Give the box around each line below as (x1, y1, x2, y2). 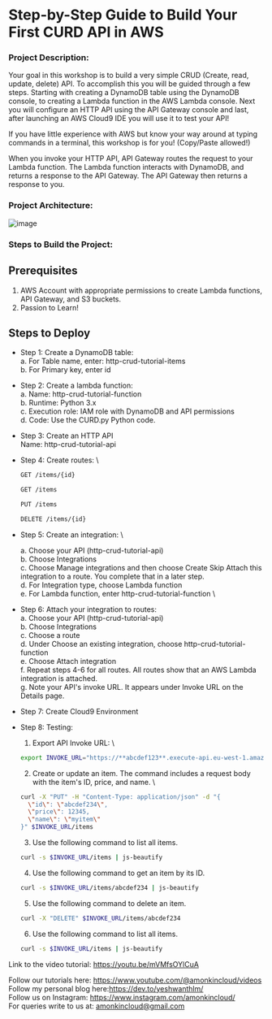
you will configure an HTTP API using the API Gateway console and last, (8, 105, 249, 115)
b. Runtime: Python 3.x (19, 398, 97, 408)
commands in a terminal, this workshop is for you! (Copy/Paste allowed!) (8, 138, 251, 148)
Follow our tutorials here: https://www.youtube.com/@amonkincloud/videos (8, 975, 262, 985)
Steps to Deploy (8, 326, 91, 340)
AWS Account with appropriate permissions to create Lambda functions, (19, 285, 262, 295)
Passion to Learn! (19, 302, 80, 312)
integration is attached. (19, 673, 98, 683)
